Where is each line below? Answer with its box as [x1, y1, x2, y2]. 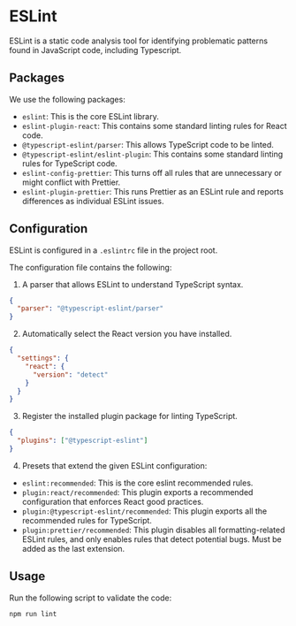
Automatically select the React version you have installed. [21, 329, 232, 340]
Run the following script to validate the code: [9, 592, 172, 603]
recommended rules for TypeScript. [21, 515, 153, 525]
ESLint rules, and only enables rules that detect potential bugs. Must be [21, 533, 282, 545]
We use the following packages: [9, 94, 125, 104]
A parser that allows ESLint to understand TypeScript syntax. [21, 279, 244, 289]
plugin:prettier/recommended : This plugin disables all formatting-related [21, 524, 285, 535]
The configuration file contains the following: [9, 262, 172, 272]
